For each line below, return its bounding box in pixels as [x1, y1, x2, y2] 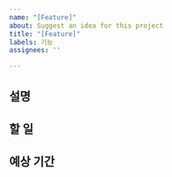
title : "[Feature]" [9, 29, 81, 38]
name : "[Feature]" [9, 12, 77, 22]
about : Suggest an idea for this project [9, 21, 164, 30]
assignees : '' [9, 46, 62, 55]
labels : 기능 [9, 37, 54, 47]
